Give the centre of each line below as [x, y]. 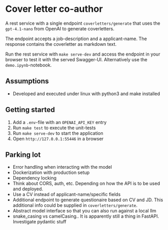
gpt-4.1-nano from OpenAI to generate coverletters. [60, 28]
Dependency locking [35, 178]
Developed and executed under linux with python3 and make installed [86, 94]
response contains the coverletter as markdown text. [61, 44]
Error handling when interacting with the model [62, 167]
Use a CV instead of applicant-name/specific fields [67, 194]
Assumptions [27, 81]
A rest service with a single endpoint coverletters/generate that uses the [83, 23]
